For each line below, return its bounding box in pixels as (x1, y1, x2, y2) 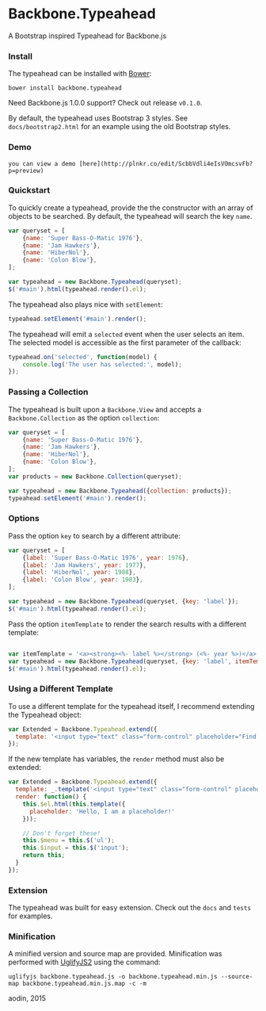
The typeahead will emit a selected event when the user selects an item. (8, 329, 245, 339)
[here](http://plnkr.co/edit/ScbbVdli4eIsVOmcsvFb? (78, 159, 253, 167)
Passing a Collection (8, 386, 89, 397)
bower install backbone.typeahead (8, 84, 123, 92)
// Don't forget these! (22, 829, 101, 837)
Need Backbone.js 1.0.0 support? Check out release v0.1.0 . (8, 98, 203, 108)
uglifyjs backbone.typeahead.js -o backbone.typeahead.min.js (8, 973, 218, 981)
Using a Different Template (8, 684, 113, 695)
